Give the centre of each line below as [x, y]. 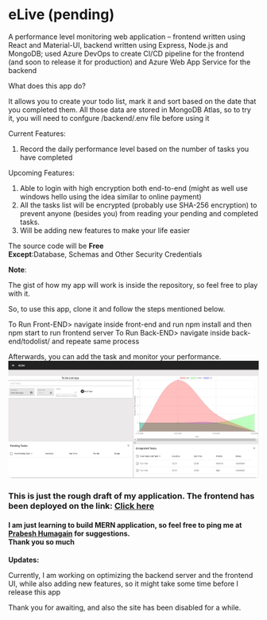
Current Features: [37, 134]
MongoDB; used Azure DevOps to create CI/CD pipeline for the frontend [126, 53]
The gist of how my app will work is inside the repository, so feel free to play [133, 285]
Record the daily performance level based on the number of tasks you [134, 149]
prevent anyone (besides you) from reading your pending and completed [139, 213]
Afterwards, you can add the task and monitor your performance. [115, 356]
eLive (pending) [62, 15]
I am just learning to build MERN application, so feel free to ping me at [125, 525]
